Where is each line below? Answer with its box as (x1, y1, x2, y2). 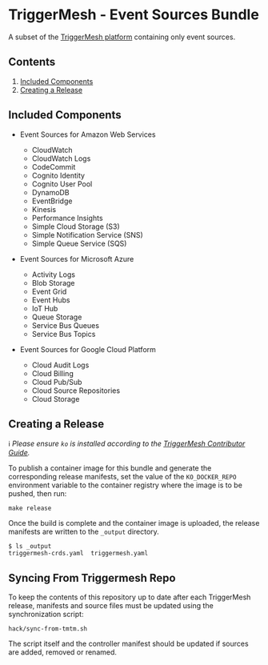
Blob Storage (31, 278, 75, 287)
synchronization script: (8, 610, 84, 619)
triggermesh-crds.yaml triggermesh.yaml (8, 550, 149, 558)
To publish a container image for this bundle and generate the (8, 463, 212, 473)
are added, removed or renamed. (8, 647, 118, 657)
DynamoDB (31, 187, 70, 197)
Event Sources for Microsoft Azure (19, 254, 134, 263)
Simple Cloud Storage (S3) (31, 222, 120, 231)
